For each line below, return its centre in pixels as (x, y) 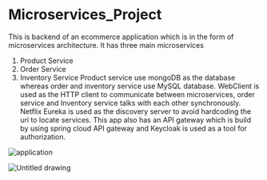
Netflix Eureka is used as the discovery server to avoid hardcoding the (135, 111)
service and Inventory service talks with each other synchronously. (130, 103)
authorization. (43, 136)
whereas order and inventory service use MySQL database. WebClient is (139, 86)
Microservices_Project (85, 15)
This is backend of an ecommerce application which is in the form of (121, 37)
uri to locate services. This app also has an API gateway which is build (135, 119)
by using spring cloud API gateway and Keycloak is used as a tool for (133, 128)
